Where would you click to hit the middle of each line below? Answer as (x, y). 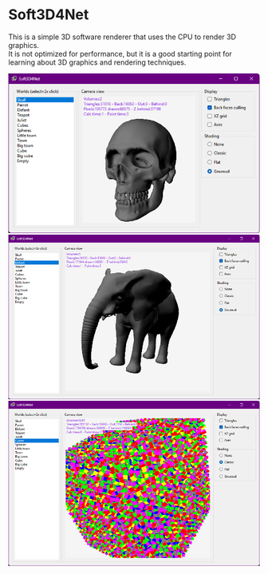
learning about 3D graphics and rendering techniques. (97, 62)
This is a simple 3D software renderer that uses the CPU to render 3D (122, 37)
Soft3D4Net (49, 15)
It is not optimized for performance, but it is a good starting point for (120, 53)
